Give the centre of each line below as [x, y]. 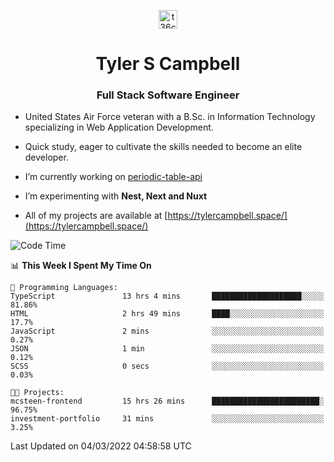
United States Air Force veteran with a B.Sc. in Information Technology [170, 117]
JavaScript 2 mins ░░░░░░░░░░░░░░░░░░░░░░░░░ [167, 331]
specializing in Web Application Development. [119, 127]
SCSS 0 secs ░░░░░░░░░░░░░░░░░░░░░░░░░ [167, 366]
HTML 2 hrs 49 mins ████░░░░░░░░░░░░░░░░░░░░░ [167, 314]
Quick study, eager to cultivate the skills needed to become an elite [163, 147]
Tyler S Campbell [168, 64]
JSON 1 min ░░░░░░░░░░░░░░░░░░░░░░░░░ [167, 349]
